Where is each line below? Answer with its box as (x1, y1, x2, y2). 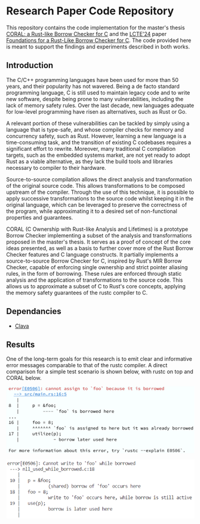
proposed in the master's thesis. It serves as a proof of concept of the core (6, 238, 191, 245)
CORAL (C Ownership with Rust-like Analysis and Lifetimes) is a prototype (6, 226, 189, 233)
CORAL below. (6, 374, 42, 382)
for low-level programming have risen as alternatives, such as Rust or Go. (6, 108, 187, 115)
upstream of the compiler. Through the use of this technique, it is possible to (6, 188, 195, 196)
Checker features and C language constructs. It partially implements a (6, 251, 179, 258)
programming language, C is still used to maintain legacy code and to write (6, 89, 190, 96)
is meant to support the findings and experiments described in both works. (6, 43, 190, 50)
